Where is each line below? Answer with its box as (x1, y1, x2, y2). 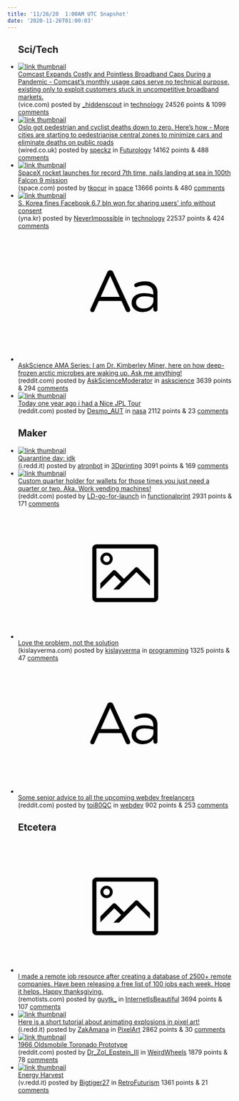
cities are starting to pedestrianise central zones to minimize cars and (17, 131, 223, 139)
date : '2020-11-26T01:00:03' (7, 17, 94, 24)
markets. (17, 93, 44, 101)
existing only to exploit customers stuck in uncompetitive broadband (17, 85, 219, 93)
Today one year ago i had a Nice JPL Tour (17, 399, 141, 407)
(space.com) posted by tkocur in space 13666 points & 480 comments (17, 183, 225, 193)
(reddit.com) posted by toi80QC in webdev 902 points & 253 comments (17, 801, 228, 809)
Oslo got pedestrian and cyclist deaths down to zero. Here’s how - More (17, 123, 230, 132)
